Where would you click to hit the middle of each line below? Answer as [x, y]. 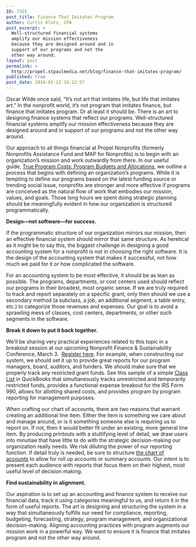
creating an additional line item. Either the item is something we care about [96, 415]
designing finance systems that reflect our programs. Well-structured [90, 118]
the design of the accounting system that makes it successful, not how [91, 258]
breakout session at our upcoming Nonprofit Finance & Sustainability [89, 348]
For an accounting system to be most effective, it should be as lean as [90, 275]
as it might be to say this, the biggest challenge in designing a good [87, 245]
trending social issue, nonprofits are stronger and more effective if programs [98, 185]
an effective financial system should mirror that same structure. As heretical [97, 239]
